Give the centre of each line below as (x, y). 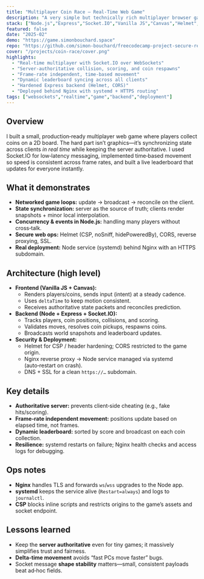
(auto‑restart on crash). (53, 365)
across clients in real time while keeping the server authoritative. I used (95, 149)
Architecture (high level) (54, 273)
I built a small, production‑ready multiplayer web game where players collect (102, 136)
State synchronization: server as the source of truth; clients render (100, 209)
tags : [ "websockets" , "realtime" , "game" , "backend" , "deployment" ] (89, 97)
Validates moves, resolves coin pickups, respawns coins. (95, 327)
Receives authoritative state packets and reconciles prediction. (103, 307)
